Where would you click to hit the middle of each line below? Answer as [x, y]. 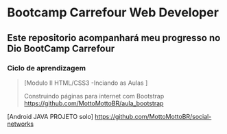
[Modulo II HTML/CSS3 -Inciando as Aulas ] [86, 83]
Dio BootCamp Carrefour [61, 48]
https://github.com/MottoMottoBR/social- [153, 116]
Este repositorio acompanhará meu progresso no [114, 38]
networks [21, 124]
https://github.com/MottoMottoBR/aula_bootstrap [94, 103]
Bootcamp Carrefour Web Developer [113, 13]
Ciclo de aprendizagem [47, 68]
